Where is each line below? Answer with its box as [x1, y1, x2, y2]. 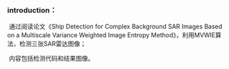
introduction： [7, 5, 58, 14]
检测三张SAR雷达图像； [19, 39, 87, 48]
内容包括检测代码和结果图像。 [8, 55, 94, 63]
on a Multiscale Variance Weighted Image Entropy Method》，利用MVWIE [7, 31, 216, 39]
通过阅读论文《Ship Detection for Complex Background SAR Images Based [8, 22, 223, 31]
